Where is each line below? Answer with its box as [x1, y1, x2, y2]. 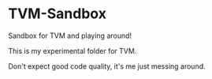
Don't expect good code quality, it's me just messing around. [8, 61, 206, 71]
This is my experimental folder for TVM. [8, 46, 137, 55]
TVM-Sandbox [8, 5, 106, 23]
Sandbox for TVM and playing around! [8, 31, 132, 40]
